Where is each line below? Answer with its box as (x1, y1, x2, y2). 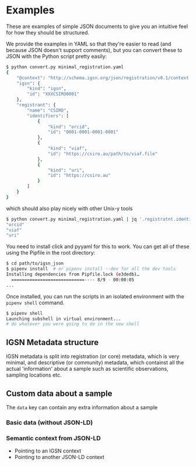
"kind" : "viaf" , (47, 145, 87, 152)
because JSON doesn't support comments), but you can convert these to (6, 46, 183, 53)
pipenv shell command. (6, 299, 65, 306)
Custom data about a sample (6, 388, 113, 398)
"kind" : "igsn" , (27, 86, 66, 92)
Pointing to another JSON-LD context (14, 454, 105, 461)
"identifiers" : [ (27, 113, 69, 119)
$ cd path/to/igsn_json (6, 260, 64, 266)
